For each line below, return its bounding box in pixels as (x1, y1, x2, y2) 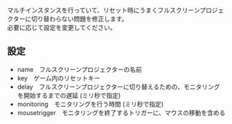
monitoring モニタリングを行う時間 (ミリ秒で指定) (17, 100, 164, 108)
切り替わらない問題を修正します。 (30, 15, 128, 23)
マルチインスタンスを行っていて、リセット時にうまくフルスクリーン (7, 6, 200, 14)
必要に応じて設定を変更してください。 (7, 24, 116, 31)
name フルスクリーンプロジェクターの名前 (17, 65, 142, 73)
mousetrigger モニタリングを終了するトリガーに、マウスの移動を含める (17, 108, 226, 116)
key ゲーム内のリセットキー (17, 73, 100, 82)
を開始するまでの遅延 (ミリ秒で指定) (17, 91, 121, 99)
